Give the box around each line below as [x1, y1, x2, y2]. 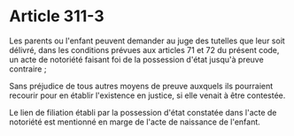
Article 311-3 [9, 6, 104, 26]
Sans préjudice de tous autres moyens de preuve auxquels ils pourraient [9, 80, 274, 91]
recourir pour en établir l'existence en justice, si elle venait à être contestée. [9, 90, 286, 101]
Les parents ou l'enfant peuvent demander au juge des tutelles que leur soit [9, 35, 285, 46]
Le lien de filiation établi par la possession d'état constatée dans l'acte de [9, 107, 277, 117]
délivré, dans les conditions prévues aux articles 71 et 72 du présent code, [9, 44, 280, 55]
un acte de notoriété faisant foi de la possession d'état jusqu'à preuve [9, 54, 264, 64]
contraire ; [9, 64, 47, 74]
